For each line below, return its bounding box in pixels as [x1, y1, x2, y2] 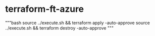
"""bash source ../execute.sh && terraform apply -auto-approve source [5, 20, 150, 26]
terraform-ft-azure [5, 3, 84, 15]
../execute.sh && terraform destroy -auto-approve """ [5, 25, 114, 31]
